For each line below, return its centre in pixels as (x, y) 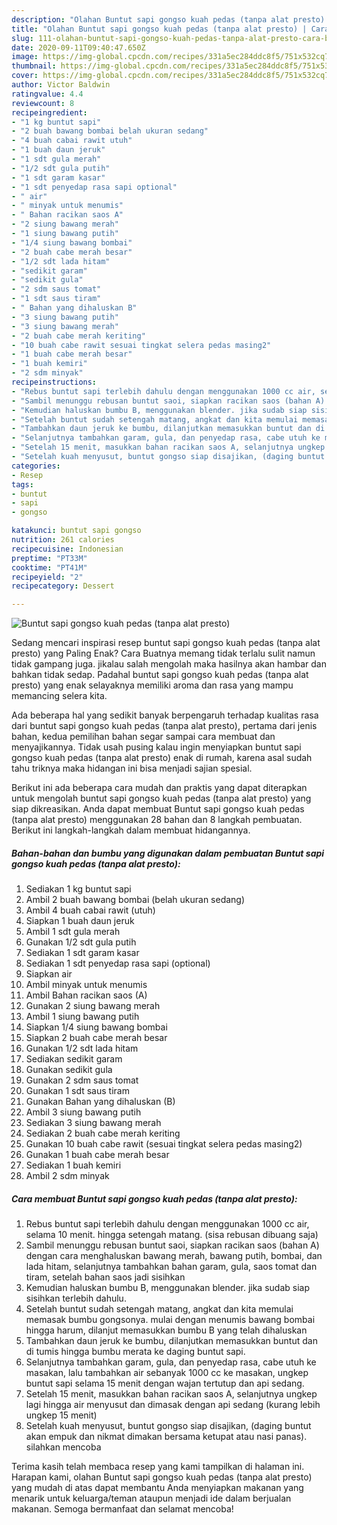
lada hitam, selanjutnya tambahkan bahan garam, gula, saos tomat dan (171, 1267)
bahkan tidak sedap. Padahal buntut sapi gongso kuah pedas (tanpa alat (160, 675)
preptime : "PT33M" (49, 558)
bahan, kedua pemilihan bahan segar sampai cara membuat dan (143, 737)
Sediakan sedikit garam (74, 1059)
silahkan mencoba (63, 1447)
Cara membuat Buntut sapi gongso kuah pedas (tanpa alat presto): (154, 1198)
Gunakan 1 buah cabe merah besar (97, 1155)
